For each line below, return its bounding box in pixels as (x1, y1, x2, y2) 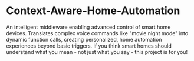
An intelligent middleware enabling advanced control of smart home (6, 23, 171, 30)
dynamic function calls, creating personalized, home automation (6, 36, 162, 43)
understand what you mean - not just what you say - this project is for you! (6, 48, 188, 55)
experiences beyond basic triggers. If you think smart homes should (6, 42, 172, 49)
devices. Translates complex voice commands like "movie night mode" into (6, 29, 189, 36)
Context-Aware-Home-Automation (6, 4, 180, 18)
